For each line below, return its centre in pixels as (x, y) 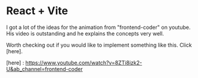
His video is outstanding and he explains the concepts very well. (85, 33)
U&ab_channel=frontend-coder (44, 69)
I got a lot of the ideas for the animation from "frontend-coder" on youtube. (98, 27)
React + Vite (37, 11)
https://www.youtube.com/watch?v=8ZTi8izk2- (84, 63)
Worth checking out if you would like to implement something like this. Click (99, 45)
